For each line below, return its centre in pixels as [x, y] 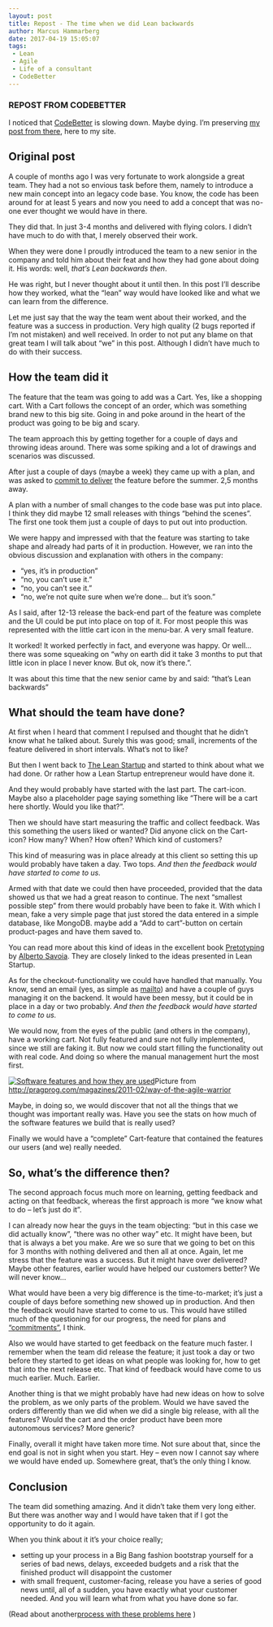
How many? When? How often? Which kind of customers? [125, 840]
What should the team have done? [97, 712]
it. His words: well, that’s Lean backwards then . [88, 268]
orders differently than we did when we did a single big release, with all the [134, 1411]
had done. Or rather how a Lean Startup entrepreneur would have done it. [132, 774]
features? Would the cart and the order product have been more [116, 1420]
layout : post [30, 16]
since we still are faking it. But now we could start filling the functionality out [136, 1048]
